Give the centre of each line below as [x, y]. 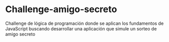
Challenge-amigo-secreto [61, 9]
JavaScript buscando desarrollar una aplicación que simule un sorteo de [81, 28]
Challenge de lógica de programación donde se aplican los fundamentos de [84, 23]
